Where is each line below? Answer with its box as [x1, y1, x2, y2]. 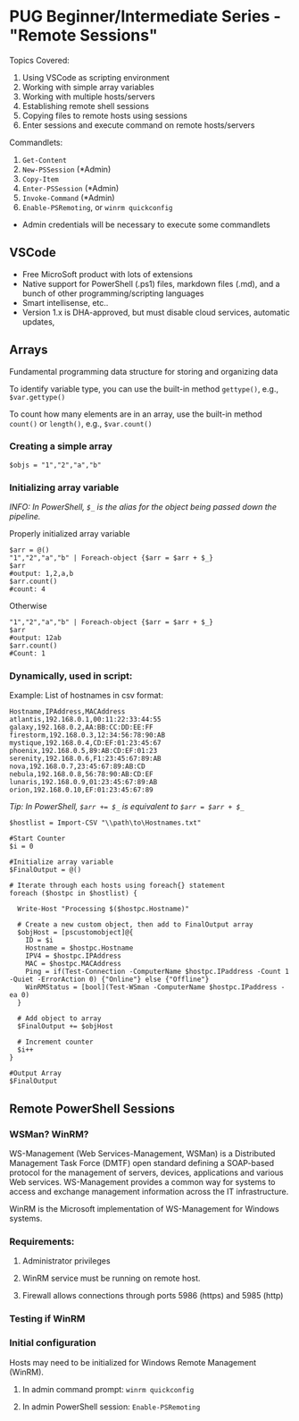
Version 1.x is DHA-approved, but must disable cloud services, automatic [21, 307, 290, 317]
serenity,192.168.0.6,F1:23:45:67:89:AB [9, 754, 162, 764]
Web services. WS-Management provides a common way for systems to [9, 1177, 276, 1188]
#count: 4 [9, 585, 46, 594]
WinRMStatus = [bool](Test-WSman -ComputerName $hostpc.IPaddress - [25, 983, 286, 992]
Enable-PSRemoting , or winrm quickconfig [21, 201, 173, 212]
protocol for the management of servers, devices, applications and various [9, 1167, 284, 1178]
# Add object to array [17, 1014, 102, 1023]
